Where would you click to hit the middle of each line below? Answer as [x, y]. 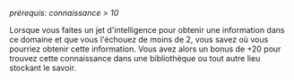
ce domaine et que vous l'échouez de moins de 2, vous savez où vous [139, 40]
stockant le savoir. [43, 68]
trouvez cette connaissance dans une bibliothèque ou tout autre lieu [135, 58]
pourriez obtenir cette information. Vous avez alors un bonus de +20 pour [145, 49]
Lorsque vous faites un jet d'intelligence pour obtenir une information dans [147, 30]
